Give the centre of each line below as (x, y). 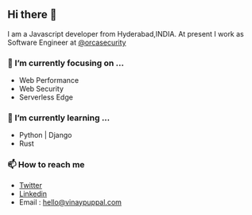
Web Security (41, 89)
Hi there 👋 (32, 15)
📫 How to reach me (46, 165)
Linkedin (33, 193)
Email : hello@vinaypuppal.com (70, 202)
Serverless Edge (46, 97)
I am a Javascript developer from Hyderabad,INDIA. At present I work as (126, 33)
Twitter (31, 185)
